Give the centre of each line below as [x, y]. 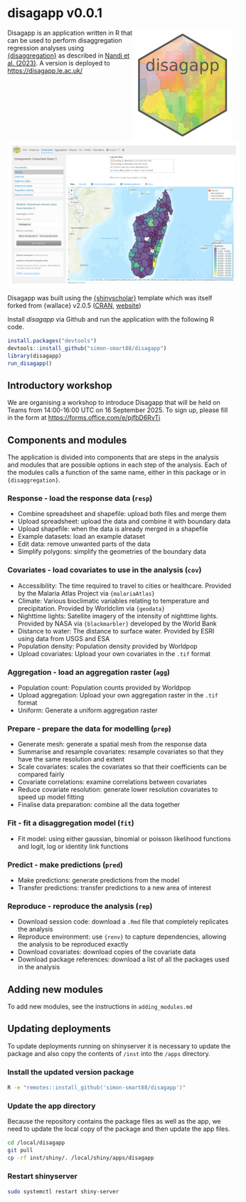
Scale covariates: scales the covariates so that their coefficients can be [122, 767]
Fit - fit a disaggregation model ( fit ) [71, 823]
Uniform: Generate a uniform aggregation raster [87, 710]
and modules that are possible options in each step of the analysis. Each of [117, 465]
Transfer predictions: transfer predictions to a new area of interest [114, 887]
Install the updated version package [71, 1072]
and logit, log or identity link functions [73, 846]
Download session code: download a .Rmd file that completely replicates [123, 922]
